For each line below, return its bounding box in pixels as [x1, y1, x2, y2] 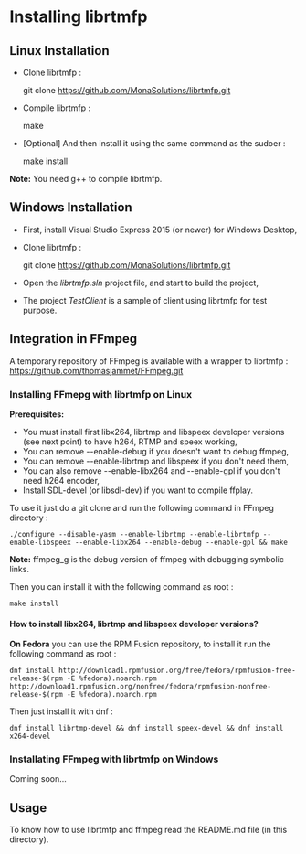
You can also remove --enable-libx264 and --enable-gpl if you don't [22, 464, 280, 476]
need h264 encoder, [22, 475, 100, 486]
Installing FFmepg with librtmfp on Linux [9, 388, 193, 400]
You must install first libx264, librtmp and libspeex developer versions [22, 426, 285, 437]
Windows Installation [9, 199, 132, 216]
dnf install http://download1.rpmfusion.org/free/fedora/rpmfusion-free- [9, 666, 297, 676]
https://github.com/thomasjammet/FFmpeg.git [9, 365, 184, 376]
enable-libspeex [9, 538, 71, 547]
